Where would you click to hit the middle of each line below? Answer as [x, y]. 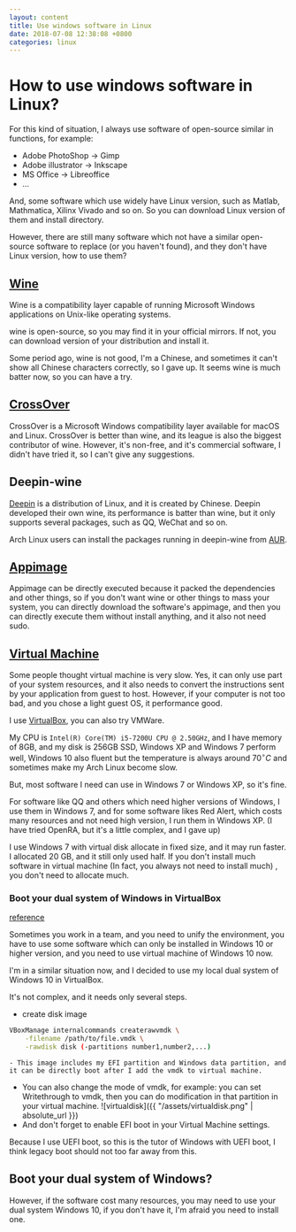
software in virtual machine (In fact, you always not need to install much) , [144, 866]
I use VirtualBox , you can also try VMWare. [87, 720]
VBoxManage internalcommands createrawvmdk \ [94, 1031]
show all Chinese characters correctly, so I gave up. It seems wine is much [145, 367]
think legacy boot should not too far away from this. [103, 1151]
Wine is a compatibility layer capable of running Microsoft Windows [132, 305]
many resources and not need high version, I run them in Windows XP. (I [140, 820]
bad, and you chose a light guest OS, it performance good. [116, 704]
